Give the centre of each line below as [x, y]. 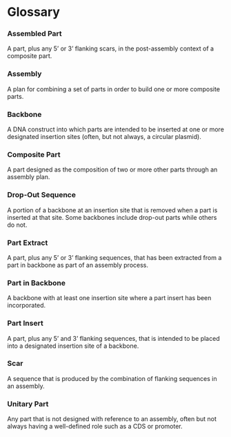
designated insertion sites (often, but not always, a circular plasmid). [104, 137]
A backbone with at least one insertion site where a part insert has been [109, 298]
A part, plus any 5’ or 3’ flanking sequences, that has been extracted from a [114, 257]
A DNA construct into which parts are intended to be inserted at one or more [115, 129]
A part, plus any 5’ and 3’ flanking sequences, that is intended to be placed [113, 338]
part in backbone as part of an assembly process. [78, 265]
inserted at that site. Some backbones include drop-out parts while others [112, 217]
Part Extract [28, 243]
